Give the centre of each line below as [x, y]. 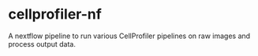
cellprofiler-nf [55, 14]
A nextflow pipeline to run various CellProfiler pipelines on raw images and [129, 36]
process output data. [42, 44]
